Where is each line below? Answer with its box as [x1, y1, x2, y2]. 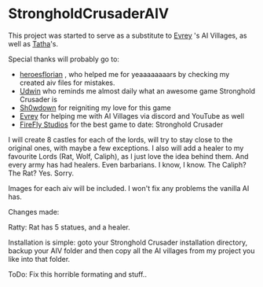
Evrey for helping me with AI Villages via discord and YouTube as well [19, 111, 245, 120]
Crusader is [19, 94, 57, 104]
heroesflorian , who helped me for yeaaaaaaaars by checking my [19, 69, 230, 79]
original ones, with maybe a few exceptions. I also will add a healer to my [8, 143, 244, 153]
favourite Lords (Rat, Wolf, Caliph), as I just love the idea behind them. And [8, 151, 249, 161]
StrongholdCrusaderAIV [8, 5, 170, 23]
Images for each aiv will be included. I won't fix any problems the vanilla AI [8, 183, 250, 193]
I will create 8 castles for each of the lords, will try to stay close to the [8, 134, 233, 144]
